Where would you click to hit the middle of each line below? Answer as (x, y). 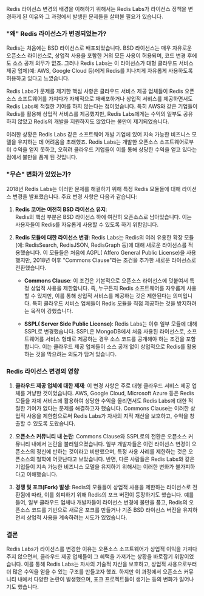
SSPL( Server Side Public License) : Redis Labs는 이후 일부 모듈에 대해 (110, 324)
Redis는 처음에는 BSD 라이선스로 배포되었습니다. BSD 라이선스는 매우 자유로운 (99, 48)
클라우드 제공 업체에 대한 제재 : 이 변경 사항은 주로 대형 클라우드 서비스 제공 (103, 385)
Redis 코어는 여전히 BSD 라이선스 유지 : (61, 209)
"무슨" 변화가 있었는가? (39, 175)
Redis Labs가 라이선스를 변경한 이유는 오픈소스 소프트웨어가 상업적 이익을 (94, 549)
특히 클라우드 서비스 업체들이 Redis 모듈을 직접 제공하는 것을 (104, 303)
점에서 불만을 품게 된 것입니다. (42, 157)
